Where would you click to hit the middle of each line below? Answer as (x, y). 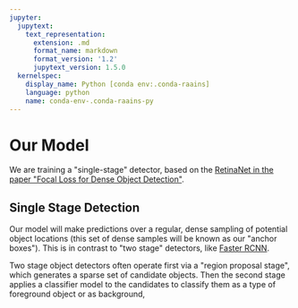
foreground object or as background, (77, 294)
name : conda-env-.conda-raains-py (89, 101)
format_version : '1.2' (75, 59)
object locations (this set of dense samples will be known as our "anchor (143, 239)
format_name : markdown (75, 51)
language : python (58, 92)
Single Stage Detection (75, 207)
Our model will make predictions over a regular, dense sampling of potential (149, 229)
